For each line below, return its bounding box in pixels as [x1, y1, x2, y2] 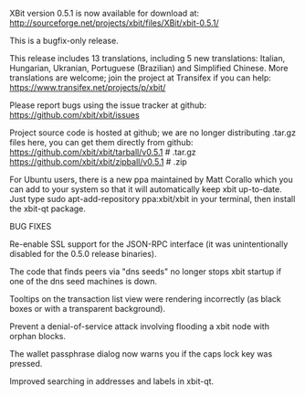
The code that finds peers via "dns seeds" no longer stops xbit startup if [9, 266, 281, 277]
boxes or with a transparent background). [9, 304, 166, 314]
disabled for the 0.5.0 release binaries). [9, 249, 157, 259]
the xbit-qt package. [9, 203, 87, 214]
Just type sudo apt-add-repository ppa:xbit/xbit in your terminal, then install [9, 194, 296, 204]
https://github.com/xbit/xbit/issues [9, 110, 140, 120]
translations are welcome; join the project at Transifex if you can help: [9, 72, 272, 83]
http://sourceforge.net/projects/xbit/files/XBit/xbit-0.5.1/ [9, 17, 219, 28]
